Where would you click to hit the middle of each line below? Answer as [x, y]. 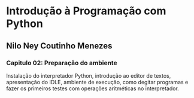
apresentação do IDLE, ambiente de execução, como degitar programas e [97, 82]
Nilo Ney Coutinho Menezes [59, 46]
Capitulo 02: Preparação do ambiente [62, 63]
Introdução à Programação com [86, 11]
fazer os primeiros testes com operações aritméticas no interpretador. [93, 88]
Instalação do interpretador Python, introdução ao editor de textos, [89, 75]
